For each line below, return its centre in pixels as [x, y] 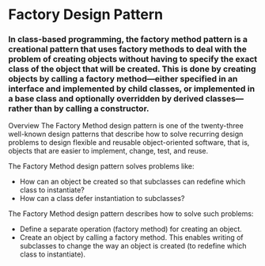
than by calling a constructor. [92, 108]
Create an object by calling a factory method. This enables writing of [131, 237]
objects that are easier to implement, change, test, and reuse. [108, 151]
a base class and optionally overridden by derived [106, 99]
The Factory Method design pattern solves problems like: [102, 166]
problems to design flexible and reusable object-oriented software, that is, [129, 142]
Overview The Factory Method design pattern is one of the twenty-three [126, 126]
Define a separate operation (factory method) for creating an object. [131, 229]
